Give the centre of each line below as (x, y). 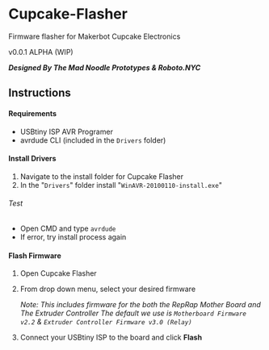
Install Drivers (32, 159)
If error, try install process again (73, 237)
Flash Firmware (35, 256)
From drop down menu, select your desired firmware (108, 289)
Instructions (40, 93)
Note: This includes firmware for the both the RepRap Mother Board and (140, 305)
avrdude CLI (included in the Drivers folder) (93, 140)
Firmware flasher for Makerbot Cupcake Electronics (95, 36)
